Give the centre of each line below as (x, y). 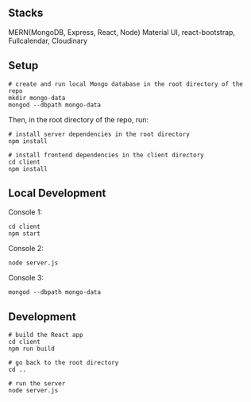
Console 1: (25, 212)
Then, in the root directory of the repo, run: (79, 119)
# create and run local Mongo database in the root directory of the (126, 84)
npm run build (32, 349)
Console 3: (26, 278)
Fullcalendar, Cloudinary (48, 41)
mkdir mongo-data (37, 98)
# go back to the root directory (64, 363)
